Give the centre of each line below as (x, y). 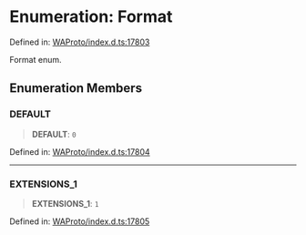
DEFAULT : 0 (54, 134)
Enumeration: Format (91, 17)
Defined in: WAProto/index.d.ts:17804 (80, 151)
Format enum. (36, 59)
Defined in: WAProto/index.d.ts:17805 (80, 221)
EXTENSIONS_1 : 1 (65, 203)
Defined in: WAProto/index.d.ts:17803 (80, 42)
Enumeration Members (76, 88)
